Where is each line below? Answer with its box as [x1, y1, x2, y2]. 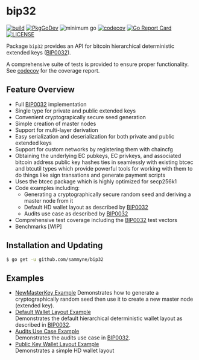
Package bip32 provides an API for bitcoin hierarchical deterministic [6, 42, 175, 50]
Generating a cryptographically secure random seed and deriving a [24, 191, 191, 198]
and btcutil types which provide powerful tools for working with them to [14, 165, 193, 172]
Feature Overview [6, 85, 75, 95]
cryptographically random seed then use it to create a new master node [14, 295, 194, 303]
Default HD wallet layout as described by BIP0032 [24, 203, 149, 211]
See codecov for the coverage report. [6, 67, 100, 74]
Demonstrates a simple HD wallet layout [14, 347, 115, 355]
